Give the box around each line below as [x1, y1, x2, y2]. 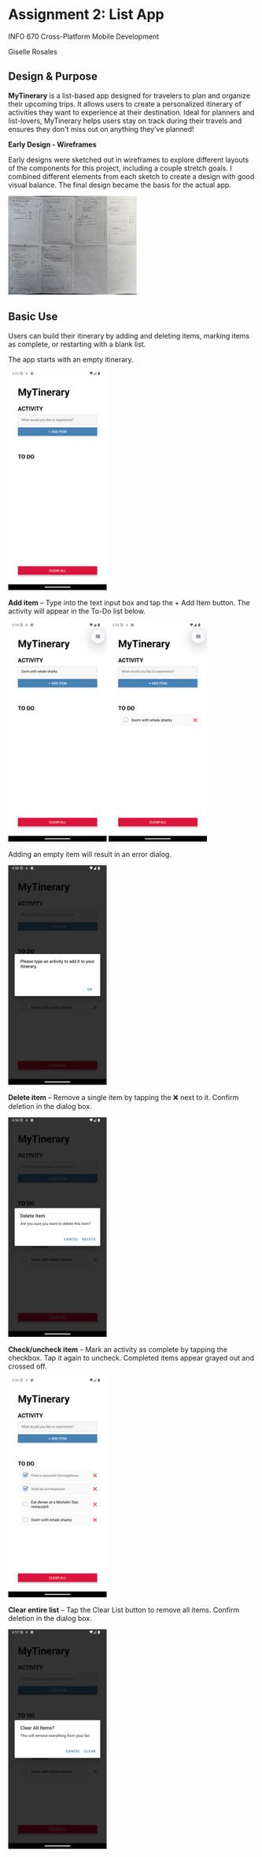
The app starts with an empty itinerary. [8, 354, 134, 364]
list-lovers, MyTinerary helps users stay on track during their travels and [8, 116, 242, 125]
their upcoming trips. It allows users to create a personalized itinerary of [8, 99, 242, 108]
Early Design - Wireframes [8, 140, 97, 149]
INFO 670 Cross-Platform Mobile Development [8, 32, 160, 41]
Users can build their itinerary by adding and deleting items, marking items [8, 331, 250, 340]
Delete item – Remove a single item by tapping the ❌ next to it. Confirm [8, 1093, 239, 1103]
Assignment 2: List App [8, 6, 165, 24]
